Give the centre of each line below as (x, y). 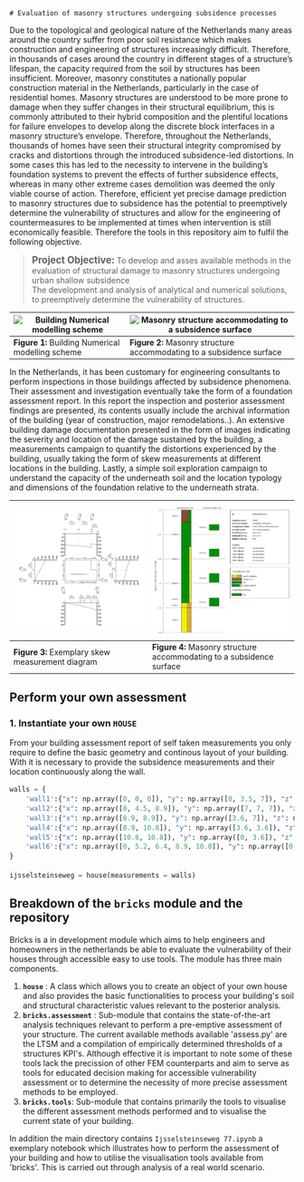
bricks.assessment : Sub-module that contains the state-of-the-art (146, 1014)
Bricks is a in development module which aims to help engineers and (137, 939)
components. (34, 968)
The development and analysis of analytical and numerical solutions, (159, 290)
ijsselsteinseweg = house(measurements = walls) (103, 876)
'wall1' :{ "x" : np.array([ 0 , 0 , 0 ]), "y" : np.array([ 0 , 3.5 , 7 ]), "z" (160, 799)
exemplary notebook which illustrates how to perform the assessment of (144, 1148)
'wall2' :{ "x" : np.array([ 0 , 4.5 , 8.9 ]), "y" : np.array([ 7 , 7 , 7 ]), (155, 808)
